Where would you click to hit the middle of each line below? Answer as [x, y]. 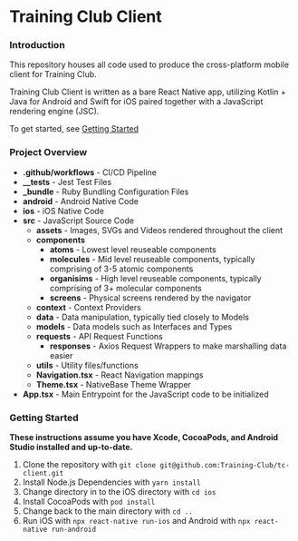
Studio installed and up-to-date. [71, 448]
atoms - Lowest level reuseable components [133, 249]
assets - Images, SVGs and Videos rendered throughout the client [159, 230]
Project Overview [48, 152]
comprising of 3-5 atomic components [121, 269]
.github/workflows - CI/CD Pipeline [89, 172]
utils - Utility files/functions [87, 365]
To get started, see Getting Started [74, 129]
